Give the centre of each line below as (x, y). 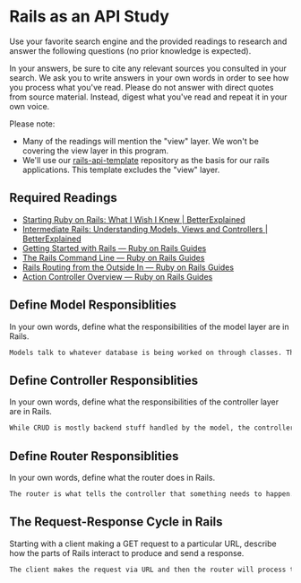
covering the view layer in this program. (95, 151)
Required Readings (64, 198)
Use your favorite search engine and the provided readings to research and (148, 41)
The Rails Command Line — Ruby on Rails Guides (113, 257)
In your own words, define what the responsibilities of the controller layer (144, 402)
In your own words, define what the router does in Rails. (112, 477)
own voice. (30, 106)
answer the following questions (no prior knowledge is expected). (130, 50)
